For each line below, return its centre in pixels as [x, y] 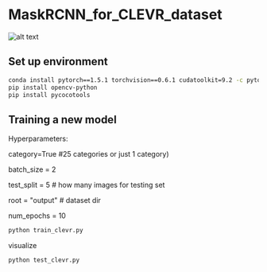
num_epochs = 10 [37, 216]
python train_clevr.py [46, 231]
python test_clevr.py [44, 260]
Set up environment [58, 62]
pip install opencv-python [53, 87]
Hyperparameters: [38, 139]
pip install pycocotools [49, 95]
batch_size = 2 [32, 169]
